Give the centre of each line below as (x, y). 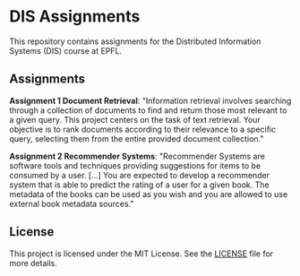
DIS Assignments (75, 17)
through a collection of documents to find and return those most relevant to (148, 110)
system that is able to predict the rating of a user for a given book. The (140, 185)
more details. (34, 263)
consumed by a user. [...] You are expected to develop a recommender (140, 175)
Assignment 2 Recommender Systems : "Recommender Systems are (137, 156)
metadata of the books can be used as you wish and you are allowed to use (149, 194)
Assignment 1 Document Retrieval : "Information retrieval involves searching (150, 100)
